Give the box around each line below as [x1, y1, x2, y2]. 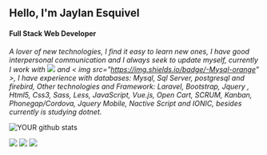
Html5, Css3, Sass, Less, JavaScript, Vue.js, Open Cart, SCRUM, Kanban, [9, 89, 253, 99]
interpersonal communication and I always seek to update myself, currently [9, 55, 259, 65]
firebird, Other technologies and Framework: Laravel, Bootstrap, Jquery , [9, 81, 250, 91]
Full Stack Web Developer [9, 28, 97, 38]
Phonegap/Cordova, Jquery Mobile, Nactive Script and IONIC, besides [9, 98, 242, 108]
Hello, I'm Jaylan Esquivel [9, 6, 140, 20]
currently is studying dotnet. [9, 107, 102, 117]
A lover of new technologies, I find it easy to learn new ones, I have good [9, 46, 250, 56]
